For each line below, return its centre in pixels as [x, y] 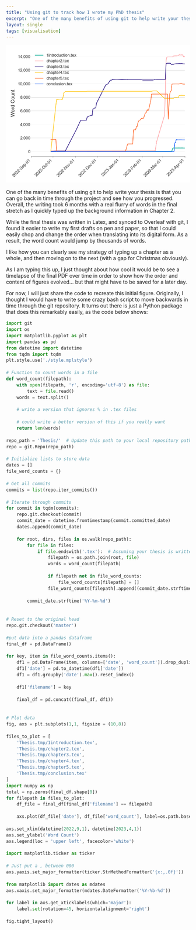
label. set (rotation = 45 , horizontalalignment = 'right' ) [83, 909]
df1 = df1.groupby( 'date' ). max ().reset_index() [75, 675]
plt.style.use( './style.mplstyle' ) [49, 360]
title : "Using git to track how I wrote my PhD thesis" [75, 12]
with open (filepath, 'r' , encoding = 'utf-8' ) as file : [83, 385]
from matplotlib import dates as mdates [56, 884]
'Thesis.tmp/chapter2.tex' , [50, 749]
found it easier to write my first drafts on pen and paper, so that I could [91, 229]
